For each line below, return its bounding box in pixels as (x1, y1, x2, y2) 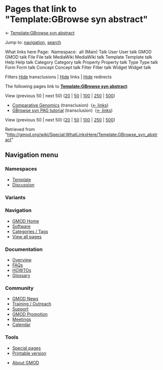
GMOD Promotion (12, 311, 48, 317)
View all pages (12, 233, 42, 240)
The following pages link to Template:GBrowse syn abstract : (5, 83, 128, 89)
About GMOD (12, 360, 40, 366)
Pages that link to (5, 3, 77, 15)
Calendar (12, 322, 31, 328)
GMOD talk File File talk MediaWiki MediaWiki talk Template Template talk (5, 54, 152, 60)
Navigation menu (5, 151, 59, 159)
